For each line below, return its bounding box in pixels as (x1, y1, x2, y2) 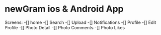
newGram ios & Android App (4, 3, 124, 15)
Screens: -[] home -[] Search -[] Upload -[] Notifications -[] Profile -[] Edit (4, 19, 157, 25)
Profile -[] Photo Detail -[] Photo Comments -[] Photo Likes (4, 24, 125, 30)
